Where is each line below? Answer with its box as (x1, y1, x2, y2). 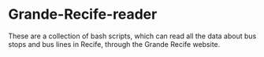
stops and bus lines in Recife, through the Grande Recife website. (8, 39, 221, 48)
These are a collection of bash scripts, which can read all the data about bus (8, 31, 257, 41)
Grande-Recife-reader (8, 5, 158, 23)
